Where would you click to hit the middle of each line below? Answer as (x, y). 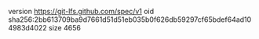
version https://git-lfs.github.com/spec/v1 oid (81, 11)
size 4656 (64, 28)
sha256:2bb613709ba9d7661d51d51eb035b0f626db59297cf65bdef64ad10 (130, 19)
